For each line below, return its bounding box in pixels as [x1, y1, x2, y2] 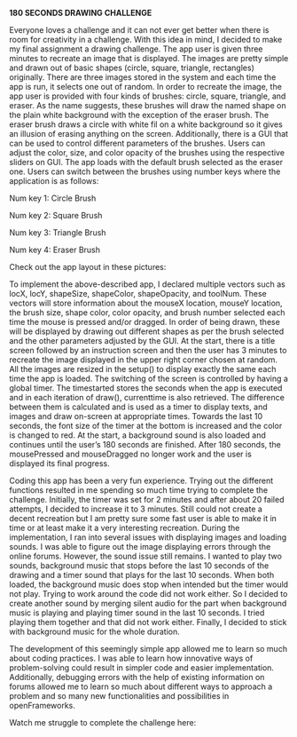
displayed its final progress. [9, 458, 111, 469]
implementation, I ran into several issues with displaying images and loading [9, 532, 287, 543]
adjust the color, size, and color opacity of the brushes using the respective [9, 147, 285, 158]
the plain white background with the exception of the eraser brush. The [9, 110, 269, 120]
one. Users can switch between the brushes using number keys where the [9, 166, 281, 177]
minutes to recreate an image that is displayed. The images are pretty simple [9, 53, 289, 63]
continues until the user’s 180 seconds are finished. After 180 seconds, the [9, 440, 282, 449]
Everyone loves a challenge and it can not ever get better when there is [9, 25, 270, 35]
